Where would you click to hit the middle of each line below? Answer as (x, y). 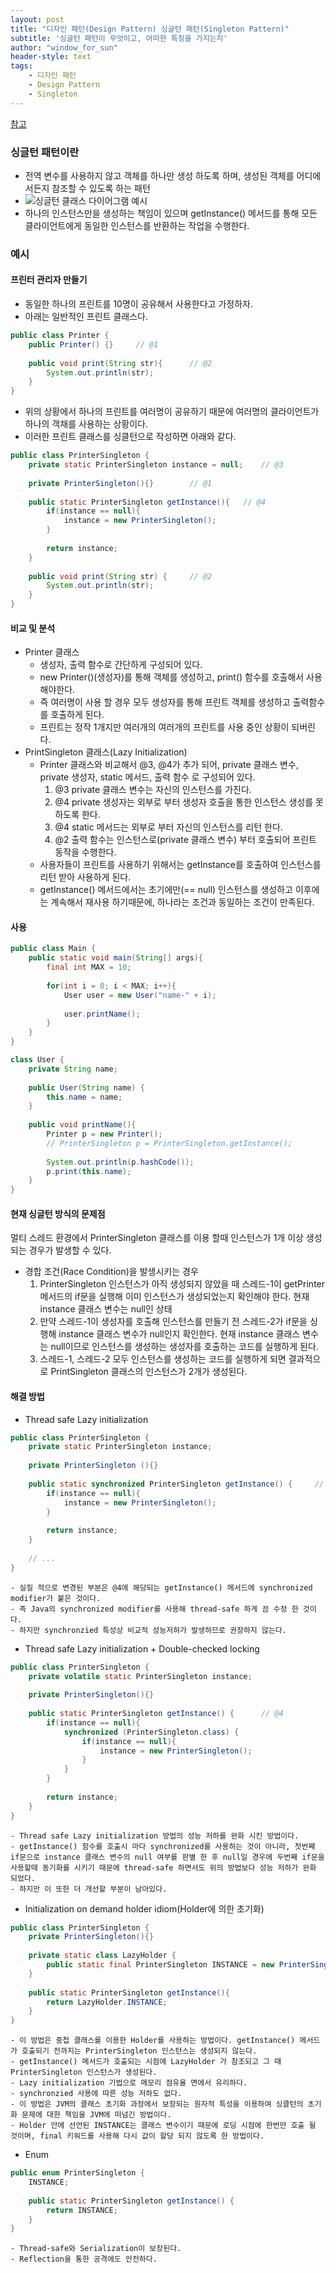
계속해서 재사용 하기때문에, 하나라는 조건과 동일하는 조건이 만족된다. (182, 902)
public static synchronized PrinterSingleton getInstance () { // (176, 1484)
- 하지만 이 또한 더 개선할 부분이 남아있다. (89, 1889)
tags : (21, 66)
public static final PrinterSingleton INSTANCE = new (160, 1965)
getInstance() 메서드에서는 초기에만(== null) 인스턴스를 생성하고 (166, 890)
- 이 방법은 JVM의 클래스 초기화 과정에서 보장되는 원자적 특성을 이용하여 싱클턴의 (157, 2104)
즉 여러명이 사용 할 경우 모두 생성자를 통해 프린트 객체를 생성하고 (165, 702)
